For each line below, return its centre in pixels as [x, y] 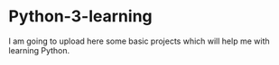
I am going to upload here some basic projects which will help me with [139, 41]
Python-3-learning [80, 16]
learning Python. [39, 50]
